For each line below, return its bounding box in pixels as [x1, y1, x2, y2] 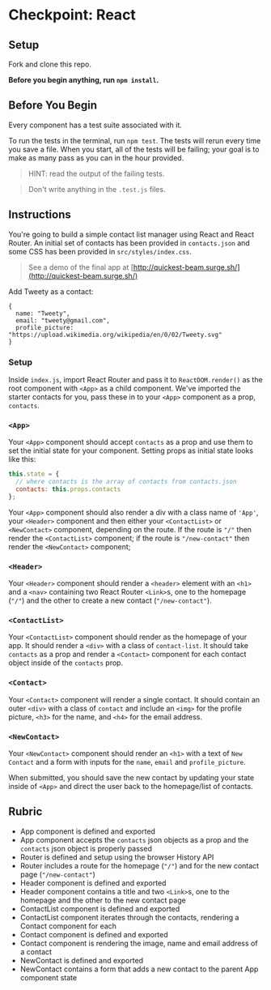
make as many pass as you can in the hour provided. [8, 152, 184, 163]
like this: [8, 454, 36, 464]
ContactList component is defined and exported [19, 903, 180, 913]
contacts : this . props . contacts [15, 484, 121, 493]
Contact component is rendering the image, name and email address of [19, 938, 258, 948]
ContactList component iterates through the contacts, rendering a [19, 912, 239, 922]
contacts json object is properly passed [19, 843, 152, 853]
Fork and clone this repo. [8, 59, 91, 69]
